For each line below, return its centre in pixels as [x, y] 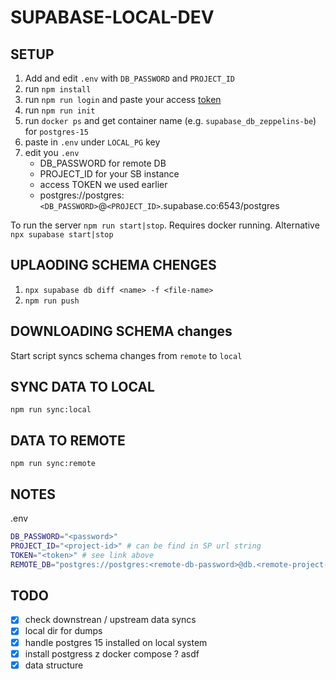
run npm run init [60, 110]
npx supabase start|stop [62, 235]
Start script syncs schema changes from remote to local [126, 355]
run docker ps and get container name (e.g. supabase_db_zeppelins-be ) [170, 120]
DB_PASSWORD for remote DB [103, 163]
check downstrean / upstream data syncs [110, 620]
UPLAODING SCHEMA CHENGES [113, 265]
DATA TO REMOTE [68, 440]
